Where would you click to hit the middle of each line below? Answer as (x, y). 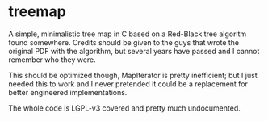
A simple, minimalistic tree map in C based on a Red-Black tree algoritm (128, 34)
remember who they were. (52, 60)
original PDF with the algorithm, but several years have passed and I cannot (134, 51)
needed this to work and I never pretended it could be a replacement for (128, 84)
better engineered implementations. (68, 92)
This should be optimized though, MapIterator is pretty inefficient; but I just (133, 75)
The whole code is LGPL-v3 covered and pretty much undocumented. (124, 108)
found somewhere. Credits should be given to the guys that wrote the (124, 42)
